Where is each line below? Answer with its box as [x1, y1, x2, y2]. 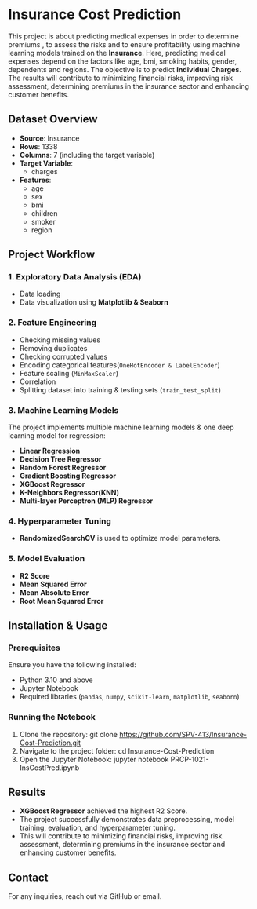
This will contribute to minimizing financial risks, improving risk [19, 831, 223, 841]
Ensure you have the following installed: [8, 660, 137, 670]
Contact [8, 871, 49, 884]
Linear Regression [19, 446, 81, 456]
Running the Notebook [8, 712, 96, 723]
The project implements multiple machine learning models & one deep [8, 422, 234, 433]
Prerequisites [8, 642, 60, 653]
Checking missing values [19, 335, 100, 345]
